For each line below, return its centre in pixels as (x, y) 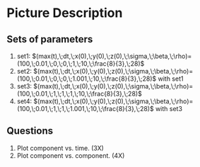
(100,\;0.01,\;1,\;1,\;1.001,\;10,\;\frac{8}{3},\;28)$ (85, 109)
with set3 (169, 109)
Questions (30, 131)
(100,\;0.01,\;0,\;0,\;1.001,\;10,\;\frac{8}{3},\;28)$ (87, 79)
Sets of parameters (50, 39)
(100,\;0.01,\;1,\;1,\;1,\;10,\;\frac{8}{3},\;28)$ (79, 94)
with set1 (171, 79)
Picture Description (65, 13)
